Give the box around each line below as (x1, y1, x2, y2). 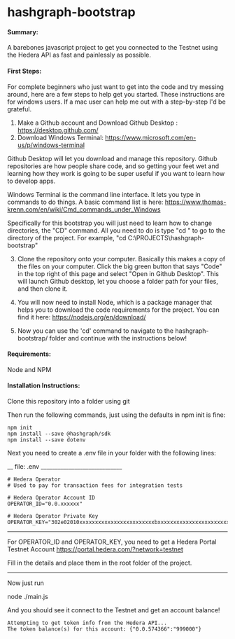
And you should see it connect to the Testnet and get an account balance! (7, 606, 220, 614)
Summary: (7, 27, 38, 36)
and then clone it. (17, 284, 68, 293)
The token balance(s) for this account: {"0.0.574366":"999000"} (7, 626, 201, 633)
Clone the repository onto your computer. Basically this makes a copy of (17, 254, 226, 263)
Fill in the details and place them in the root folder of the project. (7, 558, 192, 567)
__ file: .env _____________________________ (7, 462, 122, 470)
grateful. (7, 104, 32, 113)
